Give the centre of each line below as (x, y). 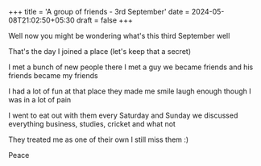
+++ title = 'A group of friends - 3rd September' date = (99, 12)
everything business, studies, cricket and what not (92, 124)
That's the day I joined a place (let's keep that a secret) (100, 51)
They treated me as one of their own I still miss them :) (99, 139)
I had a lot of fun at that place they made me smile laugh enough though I (130, 91)
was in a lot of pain (40, 100)
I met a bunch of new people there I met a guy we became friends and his (131, 67)
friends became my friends (53, 75)
